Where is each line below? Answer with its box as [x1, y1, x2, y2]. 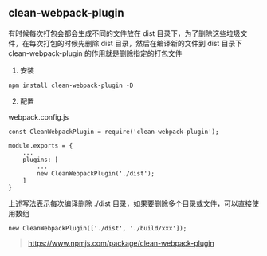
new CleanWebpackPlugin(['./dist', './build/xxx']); [8, 224, 187, 232]
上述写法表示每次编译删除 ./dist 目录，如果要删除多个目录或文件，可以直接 [8, 199, 253, 208]
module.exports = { [8, 141, 73, 150]
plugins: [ [22, 156, 59, 163]
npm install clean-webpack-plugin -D [8, 81, 134, 89]
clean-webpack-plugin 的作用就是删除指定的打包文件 [8, 48, 183, 58]
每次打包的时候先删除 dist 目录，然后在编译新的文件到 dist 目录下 [29, 38, 243, 48]
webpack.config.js [8, 112, 69, 122]
